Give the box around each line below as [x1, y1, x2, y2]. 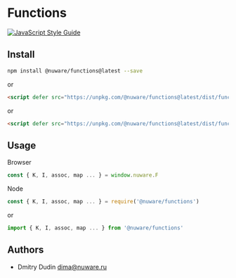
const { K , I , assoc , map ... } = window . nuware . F [7, 172, 159, 179]
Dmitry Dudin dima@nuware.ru [17, 263, 107, 271]
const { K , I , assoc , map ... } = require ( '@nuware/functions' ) [7, 198, 199, 206]
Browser [7, 158, 32, 167]
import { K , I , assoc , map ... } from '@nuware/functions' [7, 224, 184, 232]
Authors [7, 244, 44, 256]
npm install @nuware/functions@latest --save [7, 67, 143, 75]
